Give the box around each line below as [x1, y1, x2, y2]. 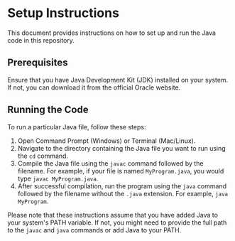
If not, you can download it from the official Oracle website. [7, 83, 181, 92]
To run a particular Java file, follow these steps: [7, 122, 146, 131]
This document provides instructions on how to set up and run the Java [7, 28, 217, 37]
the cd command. [17, 151, 69, 160]
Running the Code [7, 104, 89, 116]
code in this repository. [7, 36, 75, 44]
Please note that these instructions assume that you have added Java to [7, 210, 219, 219]
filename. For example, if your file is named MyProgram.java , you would [17, 166, 224, 175]
